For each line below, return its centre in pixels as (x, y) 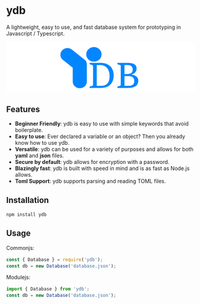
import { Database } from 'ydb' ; (48, 289)
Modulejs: (19, 278)
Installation (28, 200)
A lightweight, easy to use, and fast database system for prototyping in (94, 27)
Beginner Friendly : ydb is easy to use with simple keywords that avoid (102, 124)
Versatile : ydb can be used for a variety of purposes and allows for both (104, 149)
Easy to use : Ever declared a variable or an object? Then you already (100, 136)
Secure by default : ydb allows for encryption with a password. (92, 162)
